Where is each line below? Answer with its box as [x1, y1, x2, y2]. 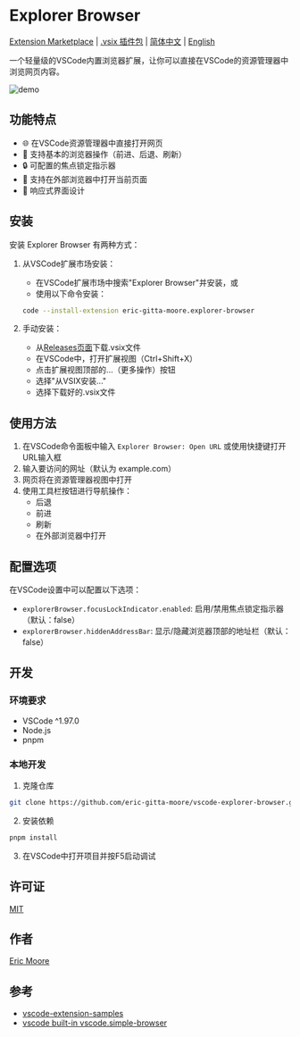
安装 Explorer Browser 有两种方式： [9, 238, 140, 250]
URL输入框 [21, 452, 62, 463]
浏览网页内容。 [9, 66, 64, 77]
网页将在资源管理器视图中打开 [21, 474, 132, 485]
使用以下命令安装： [35, 288, 107, 299]
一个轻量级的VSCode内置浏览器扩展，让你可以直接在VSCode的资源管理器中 [9, 54, 288, 65]
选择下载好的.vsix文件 [35, 387, 116, 397]
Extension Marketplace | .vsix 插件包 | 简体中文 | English [9, 36, 216, 46]
